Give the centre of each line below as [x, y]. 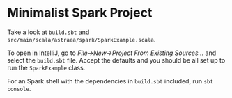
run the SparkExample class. [46, 67]
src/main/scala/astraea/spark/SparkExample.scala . [82, 39]
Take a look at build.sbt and [48, 32]
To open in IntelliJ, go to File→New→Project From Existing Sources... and [112, 53]
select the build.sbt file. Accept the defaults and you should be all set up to [116, 60]
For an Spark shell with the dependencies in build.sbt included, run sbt [110, 81]
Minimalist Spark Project [80, 13]
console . [19, 88]
